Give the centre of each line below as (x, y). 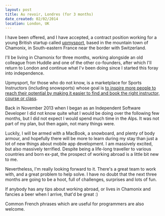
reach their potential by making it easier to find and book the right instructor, (82, 93)
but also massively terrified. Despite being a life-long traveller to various (78, 149)
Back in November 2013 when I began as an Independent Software (73, 108)
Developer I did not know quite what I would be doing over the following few (82, 113)
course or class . (21, 99)
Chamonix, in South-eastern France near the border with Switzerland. (76, 48)
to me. (12, 160)
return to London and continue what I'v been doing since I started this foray (82, 68)
